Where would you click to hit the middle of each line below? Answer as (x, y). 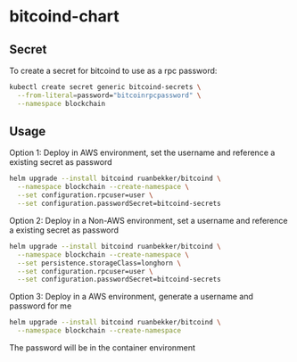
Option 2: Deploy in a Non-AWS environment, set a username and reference (148, 220)
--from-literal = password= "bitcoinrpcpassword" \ (109, 95)
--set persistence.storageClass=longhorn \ (99, 263)
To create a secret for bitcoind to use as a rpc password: (113, 70)
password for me (41, 306)
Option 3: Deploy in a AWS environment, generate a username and (132, 297)
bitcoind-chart (64, 16)
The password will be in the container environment (103, 348)
